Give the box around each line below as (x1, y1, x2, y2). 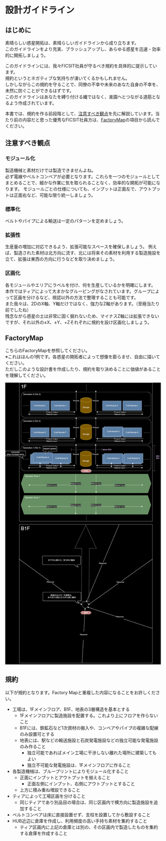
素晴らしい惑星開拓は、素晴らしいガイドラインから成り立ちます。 (5, 40, 139, 46)
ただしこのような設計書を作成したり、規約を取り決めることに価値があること (5, 366, 161, 372)
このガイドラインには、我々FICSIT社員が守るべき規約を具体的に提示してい (5, 63, 157, 68)
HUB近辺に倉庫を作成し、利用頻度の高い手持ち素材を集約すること (12, 818, 147, 824)
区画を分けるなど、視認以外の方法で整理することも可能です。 (13, 294, 139, 300)
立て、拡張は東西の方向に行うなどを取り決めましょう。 (5, 256, 118, 262)
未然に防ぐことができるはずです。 (5, 88, 74, 93)
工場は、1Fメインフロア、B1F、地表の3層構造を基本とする (12, 706, 130, 712)
